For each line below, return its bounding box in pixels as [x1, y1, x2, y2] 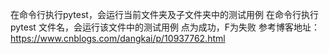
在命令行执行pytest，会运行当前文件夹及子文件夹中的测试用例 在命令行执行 [10, 9, 319, 20]
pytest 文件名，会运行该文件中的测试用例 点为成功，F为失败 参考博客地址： [10, 21, 321, 33]
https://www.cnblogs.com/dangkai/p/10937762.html [10, 33, 226, 44]
